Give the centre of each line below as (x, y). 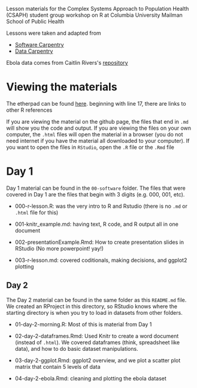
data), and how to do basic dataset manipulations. (77, 348)
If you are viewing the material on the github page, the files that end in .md (97, 121)
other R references (29, 110)
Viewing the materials (62, 87)
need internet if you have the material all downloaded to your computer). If (98, 141)
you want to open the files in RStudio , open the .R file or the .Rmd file (90, 147)
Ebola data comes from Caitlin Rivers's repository (67, 63)
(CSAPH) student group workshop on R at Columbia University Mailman (94, 15)
